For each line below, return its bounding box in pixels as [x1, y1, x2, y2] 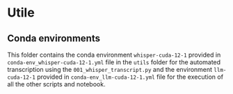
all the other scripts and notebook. [7, 80, 106, 88]
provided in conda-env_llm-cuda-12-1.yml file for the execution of [37, 73, 224, 81]
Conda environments [7, 32, 101, 44]
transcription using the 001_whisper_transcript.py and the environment [7, 66, 213, 73]
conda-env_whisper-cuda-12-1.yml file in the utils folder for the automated [7, 58, 221, 66]
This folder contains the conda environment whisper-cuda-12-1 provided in [7, 50, 221, 59]
